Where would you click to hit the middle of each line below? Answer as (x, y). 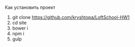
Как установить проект (30, 7)
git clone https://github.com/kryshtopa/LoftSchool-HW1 (71, 17)
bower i (20, 28)
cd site (19, 23)
